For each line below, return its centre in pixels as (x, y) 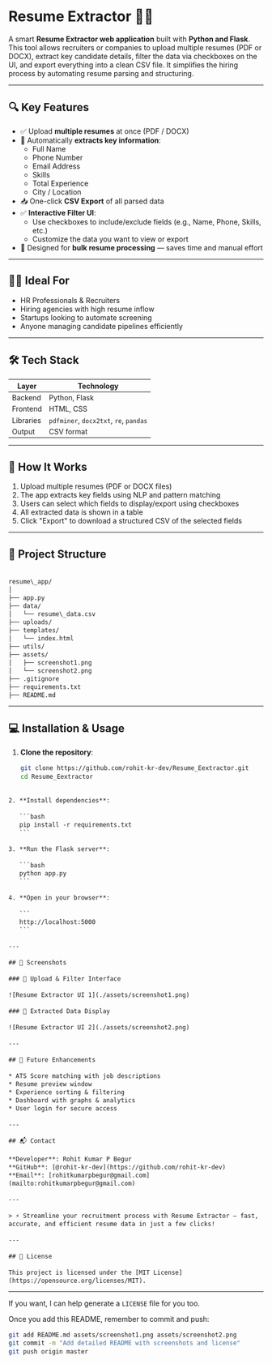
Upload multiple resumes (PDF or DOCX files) (96, 486)
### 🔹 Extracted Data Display (59, 1011)
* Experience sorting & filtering (67, 1092)
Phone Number (57, 157)
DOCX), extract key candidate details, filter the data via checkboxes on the (133, 56)
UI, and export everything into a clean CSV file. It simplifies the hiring (123, 65)
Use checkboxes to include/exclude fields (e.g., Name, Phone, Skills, (147, 221)
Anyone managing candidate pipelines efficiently (102, 326)
